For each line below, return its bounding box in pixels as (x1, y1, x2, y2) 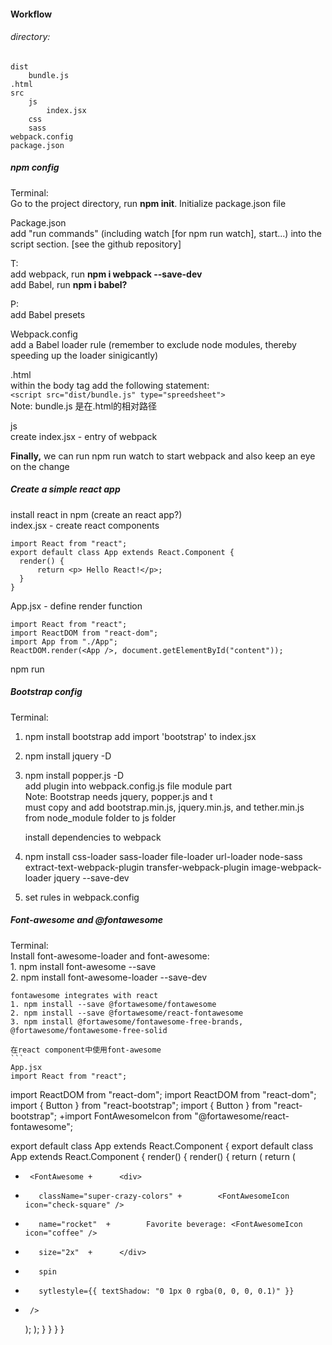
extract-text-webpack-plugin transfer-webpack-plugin (24, 861, 250, 873)
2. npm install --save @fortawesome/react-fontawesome (10, 1008, 244, 1018)
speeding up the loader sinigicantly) (10, 349, 159, 361)
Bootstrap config (10, 686, 83, 698)
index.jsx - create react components (10, 519, 160, 531)
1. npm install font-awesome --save (10, 960, 157, 972)
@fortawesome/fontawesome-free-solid (10, 1025, 168, 1035)
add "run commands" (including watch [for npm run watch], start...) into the (10, 227, 322, 239)
